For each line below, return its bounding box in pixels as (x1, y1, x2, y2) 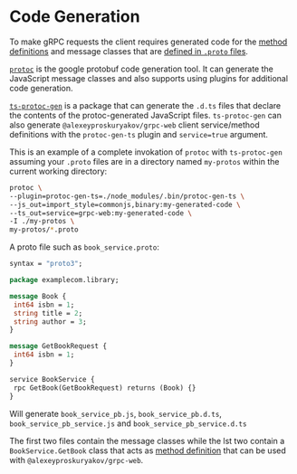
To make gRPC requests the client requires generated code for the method (9, 36, 288, 47)
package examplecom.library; (9, 276, 120, 285)
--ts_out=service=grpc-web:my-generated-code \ (9, 208, 193, 218)
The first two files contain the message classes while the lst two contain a (9, 435, 285, 446)
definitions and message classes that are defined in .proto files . (9, 45, 249, 56)
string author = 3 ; (13, 317, 88, 327)
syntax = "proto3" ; (9, 260, 83, 269)
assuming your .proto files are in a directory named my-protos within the (9, 156, 280, 166)
